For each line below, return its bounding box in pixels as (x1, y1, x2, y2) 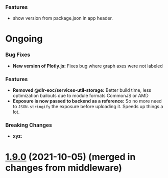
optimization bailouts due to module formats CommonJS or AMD (12, 93, 149, 99)
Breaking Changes (5, 121, 53, 129)
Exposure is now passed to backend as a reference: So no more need (12, 98, 162, 104)
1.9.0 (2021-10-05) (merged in (5, 151, 136, 163)
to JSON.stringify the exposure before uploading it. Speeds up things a (12, 104, 163, 110)
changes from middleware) (5, 162, 123, 173)
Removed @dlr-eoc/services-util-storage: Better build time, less (12, 87, 152, 93)
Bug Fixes (5, 51, 31, 58)
